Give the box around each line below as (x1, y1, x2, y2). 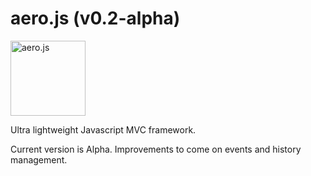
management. (10, 153, 68, 166)
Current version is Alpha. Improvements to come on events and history (10, 143, 302, 155)
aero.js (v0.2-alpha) (10, 7, 181, 30)
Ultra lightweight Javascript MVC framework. (10, 123, 197, 136)
